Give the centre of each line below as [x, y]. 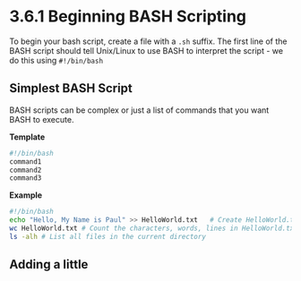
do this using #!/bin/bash [56, 60]
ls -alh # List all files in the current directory [107, 236]
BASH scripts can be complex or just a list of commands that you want [139, 110]
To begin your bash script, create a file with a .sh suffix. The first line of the [148, 41]
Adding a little [49, 264]
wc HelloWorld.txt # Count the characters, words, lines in [124, 228]
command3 [26, 178]
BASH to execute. [42, 119]
